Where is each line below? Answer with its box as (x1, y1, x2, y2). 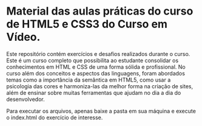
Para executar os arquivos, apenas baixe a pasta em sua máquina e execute (6, 107, 196, 114)
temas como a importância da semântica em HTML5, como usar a (6, 76, 171, 83)
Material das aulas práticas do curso (6, 4, 194, 18)
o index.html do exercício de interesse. (6, 114, 103, 121)
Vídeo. (6, 30, 41, 44)
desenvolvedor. (6, 96, 45, 103)
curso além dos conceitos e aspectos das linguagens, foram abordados (6, 69, 185, 77)
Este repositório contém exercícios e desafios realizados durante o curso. (6, 50, 190, 57)
